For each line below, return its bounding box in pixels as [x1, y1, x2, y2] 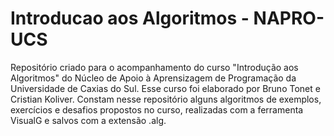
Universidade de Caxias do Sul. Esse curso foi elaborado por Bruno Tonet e [10, 82, 321, 94]
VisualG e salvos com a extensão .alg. [10, 114, 167, 126]
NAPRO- [253, 7, 325, 30]
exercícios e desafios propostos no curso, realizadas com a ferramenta [10, 103, 304, 116]
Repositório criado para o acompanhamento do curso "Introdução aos [10, 61, 299, 73]
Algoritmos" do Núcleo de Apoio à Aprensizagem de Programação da [10, 72, 297, 84]
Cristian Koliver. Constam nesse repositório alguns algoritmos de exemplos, [10, 93, 322, 105]
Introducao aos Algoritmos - [10, 7, 250, 30]
